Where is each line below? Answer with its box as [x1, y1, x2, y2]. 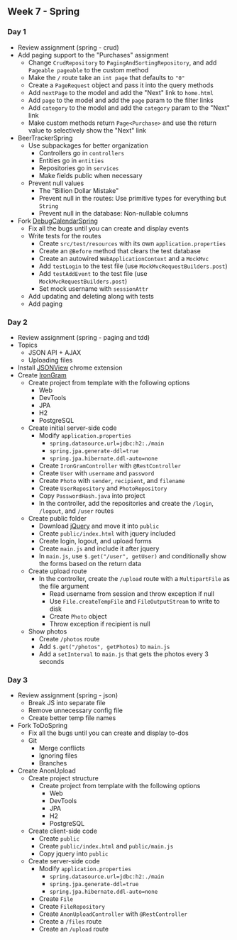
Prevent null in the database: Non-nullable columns [38, 209, 189, 217]
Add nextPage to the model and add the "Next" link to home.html [28, 88, 214, 96]
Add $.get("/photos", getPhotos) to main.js [38, 642, 170, 651]
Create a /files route [38, 917, 102, 926]
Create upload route [28, 567, 87, 575]
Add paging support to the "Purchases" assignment [17, 50, 169, 59]
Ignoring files [38, 751, 78, 760]
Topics [17, 341, 38, 349]
